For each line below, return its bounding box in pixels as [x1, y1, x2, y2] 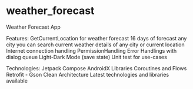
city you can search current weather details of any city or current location [6, 41, 185, 48]
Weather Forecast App [6, 23, 61, 30]
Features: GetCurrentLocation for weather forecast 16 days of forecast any [6, 35, 187, 42]
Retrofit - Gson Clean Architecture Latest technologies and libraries [6, 71, 169, 78]
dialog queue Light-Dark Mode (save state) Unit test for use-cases [6, 53, 168, 60]
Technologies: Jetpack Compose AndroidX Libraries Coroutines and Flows [6, 64, 187, 71]
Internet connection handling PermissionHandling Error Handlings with [6, 47, 177, 54]
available [6, 77, 28, 84]
